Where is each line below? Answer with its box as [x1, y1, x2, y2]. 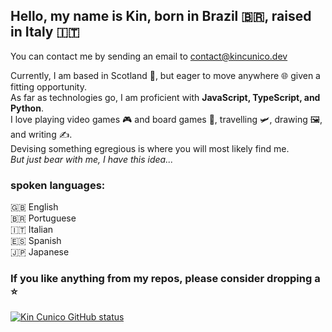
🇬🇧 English [10, 201, 59, 213]
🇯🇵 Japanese [10, 246, 70, 258]
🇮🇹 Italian [10, 224, 54, 236]
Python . [10, 102, 44, 114]
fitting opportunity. [10, 80, 88, 93]
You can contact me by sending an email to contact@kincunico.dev [10, 50, 288, 62]
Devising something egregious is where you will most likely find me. [10, 142, 290, 154]
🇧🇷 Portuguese [10, 212, 77, 224]
